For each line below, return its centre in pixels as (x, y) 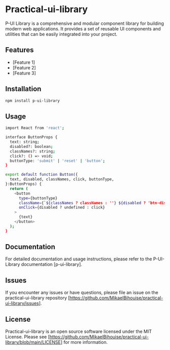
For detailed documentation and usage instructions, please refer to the (79, 259)
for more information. (86, 342)
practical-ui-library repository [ (37, 298)
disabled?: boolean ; (31, 146)
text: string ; (25, 142)
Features (19, 50)
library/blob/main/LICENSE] (34, 342)
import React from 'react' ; (35, 128)
